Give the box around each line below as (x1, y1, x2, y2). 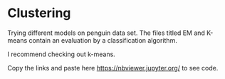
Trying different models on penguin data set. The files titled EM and (7, 28, 205, 37)
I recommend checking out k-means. (7, 50, 115, 58)
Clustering (7, 5, 71, 21)
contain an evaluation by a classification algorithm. (28, 36, 178, 44)
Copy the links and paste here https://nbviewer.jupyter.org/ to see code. (7, 63, 219, 72)
